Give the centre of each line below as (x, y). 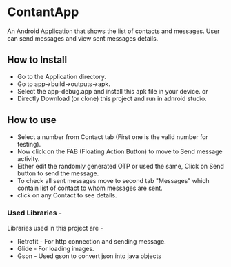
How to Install (37, 60)
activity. (28, 158)
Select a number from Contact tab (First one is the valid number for (112, 137)
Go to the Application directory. (62, 76)
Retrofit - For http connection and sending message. (92, 241)
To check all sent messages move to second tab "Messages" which (113, 180)
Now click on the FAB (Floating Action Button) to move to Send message (120, 151)
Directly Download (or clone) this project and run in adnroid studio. (112, 98)
